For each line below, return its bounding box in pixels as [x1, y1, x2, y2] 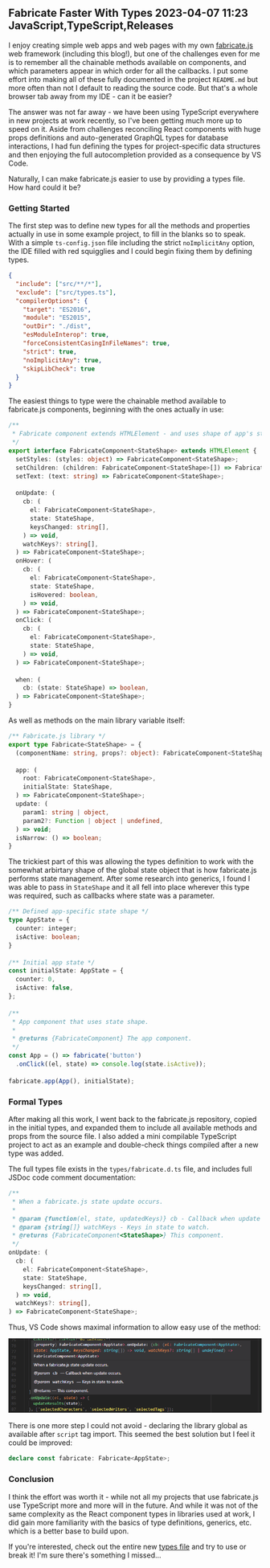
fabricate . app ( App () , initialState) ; [8, 1077, 135, 1085]
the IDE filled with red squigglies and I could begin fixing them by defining [8, 247, 253, 256]
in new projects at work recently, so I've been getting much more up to [8, 116, 243, 125]
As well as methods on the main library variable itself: [8, 715, 186, 726]
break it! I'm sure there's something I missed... [8, 1550, 162, 1560]
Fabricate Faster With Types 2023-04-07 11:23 [8, 6, 249, 20]
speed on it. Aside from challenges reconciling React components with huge [8, 124, 261, 133]
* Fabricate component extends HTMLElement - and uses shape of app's [11, 430, 253, 438]
